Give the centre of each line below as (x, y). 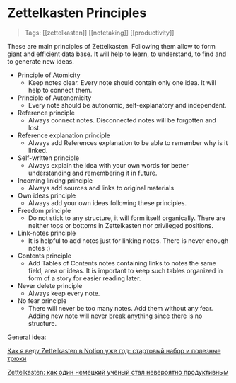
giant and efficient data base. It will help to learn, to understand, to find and (117, 54)
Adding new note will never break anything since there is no (115, 316)
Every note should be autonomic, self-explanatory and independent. (127, 105)
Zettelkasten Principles (77, 13)
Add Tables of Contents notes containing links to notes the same (122, 263)
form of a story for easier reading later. (84, 278)
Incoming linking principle (55, 180)
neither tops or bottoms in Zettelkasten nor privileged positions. (120, 225)
